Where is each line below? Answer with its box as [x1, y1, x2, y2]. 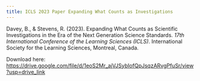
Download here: [6, 55, 46, 63]
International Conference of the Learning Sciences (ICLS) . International [6, 38, 183, 45]
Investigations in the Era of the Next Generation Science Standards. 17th [6, 31, 185, 39]
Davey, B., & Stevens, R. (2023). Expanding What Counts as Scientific [6, 25, 178, 32]
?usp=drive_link [6, 68, 46, 75]
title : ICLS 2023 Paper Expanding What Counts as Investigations [6, 8, 173, 15]
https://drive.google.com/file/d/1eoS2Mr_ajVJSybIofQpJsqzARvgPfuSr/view [6, 62, 194, 69]
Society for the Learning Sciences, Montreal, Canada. [6, 44, 139, 51]
